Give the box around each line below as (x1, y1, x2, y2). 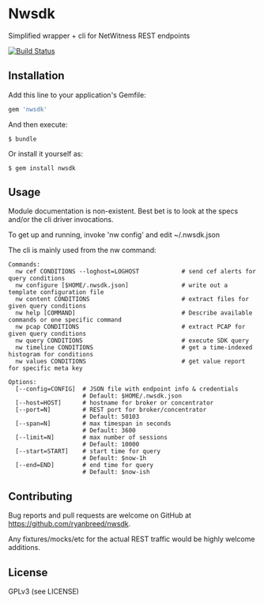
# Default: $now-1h (82, 454, 147, 462)
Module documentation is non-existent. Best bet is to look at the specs (8, 206, 239, 216)
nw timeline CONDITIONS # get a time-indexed (15, 344, 253, 352)
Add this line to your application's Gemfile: (8, 90, 146, 100)
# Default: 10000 (82, 440, 140, 449)
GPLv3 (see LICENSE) (8, 586, 79, 597)
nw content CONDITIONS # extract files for (15, 296, 249, 303)
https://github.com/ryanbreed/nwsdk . (8, 519, 131, 529)
